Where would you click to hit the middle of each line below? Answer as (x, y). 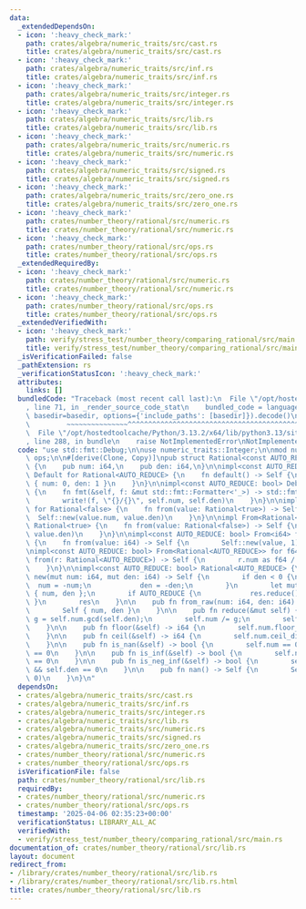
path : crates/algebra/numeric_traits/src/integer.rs (128, 94)
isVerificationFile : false (69, 771)
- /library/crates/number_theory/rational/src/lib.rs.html (124, 882)
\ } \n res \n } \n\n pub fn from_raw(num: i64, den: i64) (161, 602)
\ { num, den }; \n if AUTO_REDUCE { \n (114, 594)
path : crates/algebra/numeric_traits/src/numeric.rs (128, 145)
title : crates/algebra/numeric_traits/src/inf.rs (122, 77)
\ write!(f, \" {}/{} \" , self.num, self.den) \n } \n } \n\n (154, 500)
